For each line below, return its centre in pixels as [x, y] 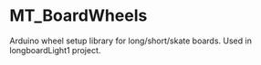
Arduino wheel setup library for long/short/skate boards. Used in [131, 41]
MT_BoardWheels [78, 16]
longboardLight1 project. [55, 50]
